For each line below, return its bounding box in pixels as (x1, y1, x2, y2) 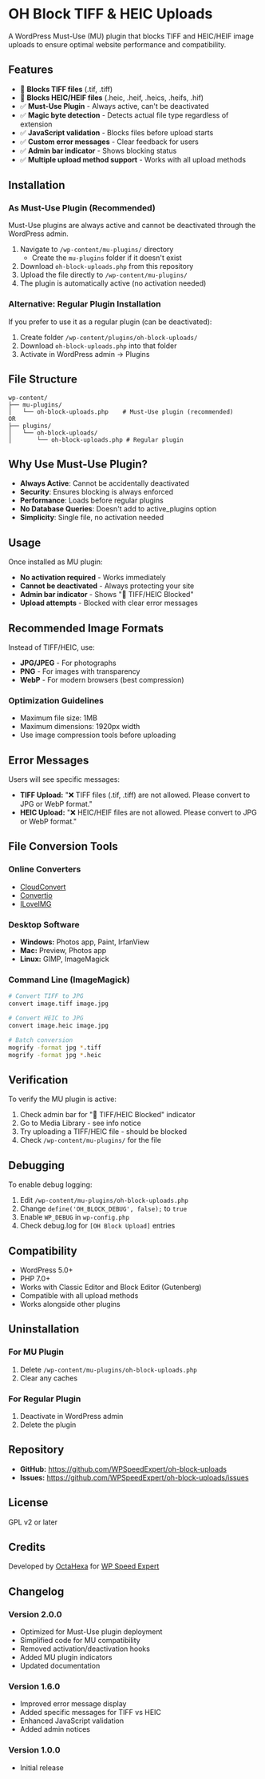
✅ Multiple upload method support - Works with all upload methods (19, 154, 246, 164)
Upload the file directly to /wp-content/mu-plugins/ (19, 270, 188, 280)
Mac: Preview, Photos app (19, 946, 107, 956)
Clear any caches (19, 1373, 78, 1383)
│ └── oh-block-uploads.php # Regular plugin (8, 435, 184, 444)
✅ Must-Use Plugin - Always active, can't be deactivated (19, 101, 209, 110)
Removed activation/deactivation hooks (19, 1644, 150, 1653)
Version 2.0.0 (8, 1609, 62, 1620)
